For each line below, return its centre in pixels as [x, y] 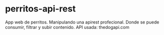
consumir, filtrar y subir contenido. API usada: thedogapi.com [67, 27]
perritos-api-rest [40, 9]
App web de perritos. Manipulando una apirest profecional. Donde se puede [82, 22]
